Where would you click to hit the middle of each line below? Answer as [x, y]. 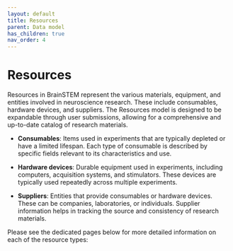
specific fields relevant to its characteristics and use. [95, 153]
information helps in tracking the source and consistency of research [118, 211]
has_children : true [36, 34]
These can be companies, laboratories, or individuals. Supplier [109, 204]
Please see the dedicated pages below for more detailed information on [112, 232]
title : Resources [33, 21]
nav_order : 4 [27, 40]
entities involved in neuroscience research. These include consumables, [113, 103]
